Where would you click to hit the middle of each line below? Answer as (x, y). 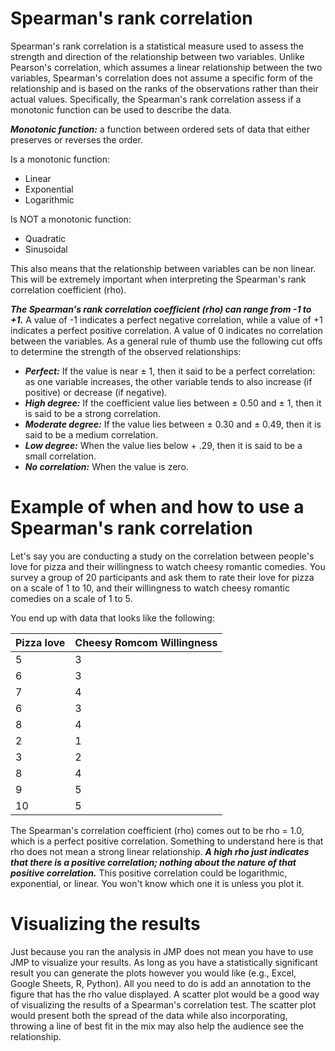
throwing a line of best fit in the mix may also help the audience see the (157, 1026)
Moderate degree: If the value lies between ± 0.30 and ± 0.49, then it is (173, 424)
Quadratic (45, 238)
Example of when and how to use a (157, 507)
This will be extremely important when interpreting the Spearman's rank (158, 279)
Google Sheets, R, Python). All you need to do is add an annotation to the (161, 983)
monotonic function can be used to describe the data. (121, 109)
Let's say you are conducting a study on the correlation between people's (162, 556)
